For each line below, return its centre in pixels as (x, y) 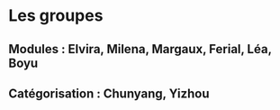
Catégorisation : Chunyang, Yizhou (109, 93)
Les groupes (56, 16)
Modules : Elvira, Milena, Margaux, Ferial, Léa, (140, 49)
